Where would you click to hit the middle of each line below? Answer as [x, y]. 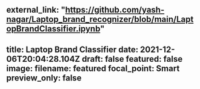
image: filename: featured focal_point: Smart [93, 68]
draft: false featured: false [132, 59]
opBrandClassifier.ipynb [53, 29]
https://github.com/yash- [115, 10]
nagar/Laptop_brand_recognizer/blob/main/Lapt [100, 20]
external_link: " [36, 10]
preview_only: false [44, 78]
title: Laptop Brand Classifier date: [72, 49]
